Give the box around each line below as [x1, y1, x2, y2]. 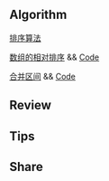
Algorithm [9, 7, 68, 23]
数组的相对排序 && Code [9, 52, 100, 62]
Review [9, 98, 52, 113]
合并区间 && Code [9, 71, 77, 81]
